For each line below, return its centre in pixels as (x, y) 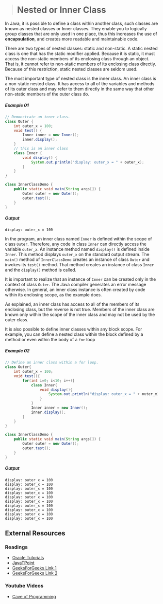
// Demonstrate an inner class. (38, 117)
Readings (16, 547)
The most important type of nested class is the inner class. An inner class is (81, 78)
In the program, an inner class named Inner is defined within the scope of (79, 239)
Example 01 (17, 105)
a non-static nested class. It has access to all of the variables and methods (80, 83)
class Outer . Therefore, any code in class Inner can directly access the (76, 244)
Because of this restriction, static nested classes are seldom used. (71, 69)
